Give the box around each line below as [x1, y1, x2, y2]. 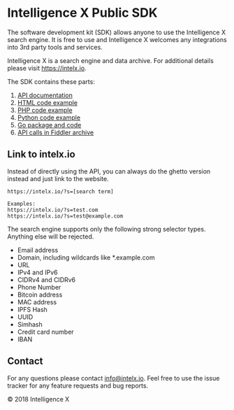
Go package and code [17, 120, 82, 129]
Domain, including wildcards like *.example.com [17, 253, 155, 262]
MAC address [17, 297, 57, 306]
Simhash [17, 320, 43, 328]
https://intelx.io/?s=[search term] [7, 188, 114, 195]
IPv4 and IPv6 [17, 268, 58, 276]
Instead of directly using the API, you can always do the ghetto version [7, 167, 211, 176]
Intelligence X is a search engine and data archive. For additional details [7, 56, 214, 64]
